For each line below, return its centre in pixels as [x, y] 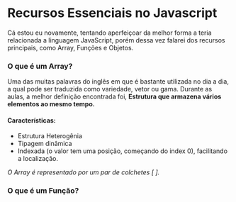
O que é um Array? [40, 66]
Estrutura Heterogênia [50, 136]
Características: [32, 120]
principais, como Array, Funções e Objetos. [71, 47]
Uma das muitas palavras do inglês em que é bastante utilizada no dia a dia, [118, 82]
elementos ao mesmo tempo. [51, 104]
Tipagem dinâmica [45, 144]
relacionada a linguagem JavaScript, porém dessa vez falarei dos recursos [116, 40]
